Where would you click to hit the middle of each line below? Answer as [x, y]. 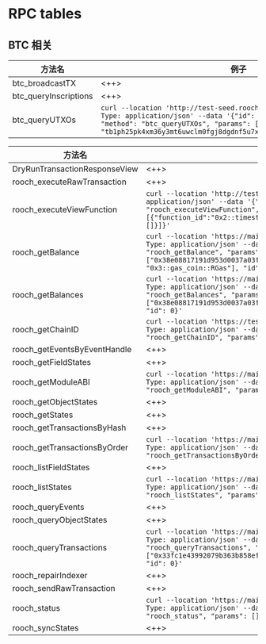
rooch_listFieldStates [51, 467]
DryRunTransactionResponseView [75, 169]
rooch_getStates [43, 415]
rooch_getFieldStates [51, 362]
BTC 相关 [30, 45]
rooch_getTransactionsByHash [69, 427]
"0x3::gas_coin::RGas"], [193, 268]
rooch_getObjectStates [55, 402]
